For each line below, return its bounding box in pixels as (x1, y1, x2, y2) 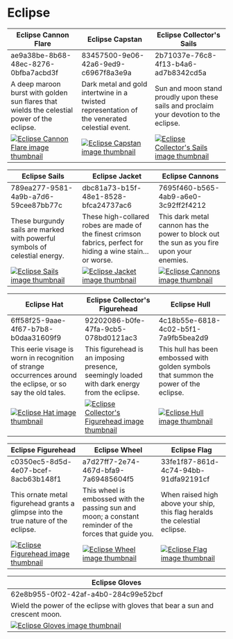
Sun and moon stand (155, 83, 223, 93)
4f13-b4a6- (155, 59, 198, 69)
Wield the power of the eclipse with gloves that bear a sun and (10, 600, 214, 610)
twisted (81, 96, 106, 106)
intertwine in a (81, 88, 128, 97)
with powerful (10, 233, 55, 243)
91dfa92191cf (160, 474, 210, 484)
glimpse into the (10, 507, 63, 517)
